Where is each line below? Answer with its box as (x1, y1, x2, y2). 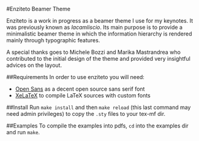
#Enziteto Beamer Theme (6, 6, 70, 12)
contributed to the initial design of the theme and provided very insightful (6, 55, 191, 62)
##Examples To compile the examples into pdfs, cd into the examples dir (6, 122, 189, 129)
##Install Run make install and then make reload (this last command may (6, 104, 191, 111)
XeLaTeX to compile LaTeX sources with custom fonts (15, 92, 151, 99)
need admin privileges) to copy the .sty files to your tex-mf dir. (6, 110, 166, 117)
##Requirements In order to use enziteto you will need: (6, 74, 145, 80)
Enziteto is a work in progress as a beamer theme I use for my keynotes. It (6, 17, 193, 24)
